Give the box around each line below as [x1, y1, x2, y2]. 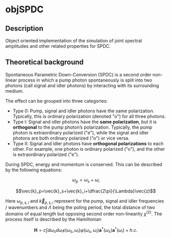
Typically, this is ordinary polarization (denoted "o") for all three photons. [12, 113, 166, 119]
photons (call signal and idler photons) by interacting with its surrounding [5, 82, 159, 88]
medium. [5, 88, 24, 94]
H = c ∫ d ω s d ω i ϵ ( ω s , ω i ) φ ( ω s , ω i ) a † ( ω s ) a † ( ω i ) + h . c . [34, 226, 138, 234]
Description [5, 24, 43, 33]
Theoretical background [5, 58, 84, 67]
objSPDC [5, 4, 44, 15]
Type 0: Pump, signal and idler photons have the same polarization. [12, 108, 155, 114]
